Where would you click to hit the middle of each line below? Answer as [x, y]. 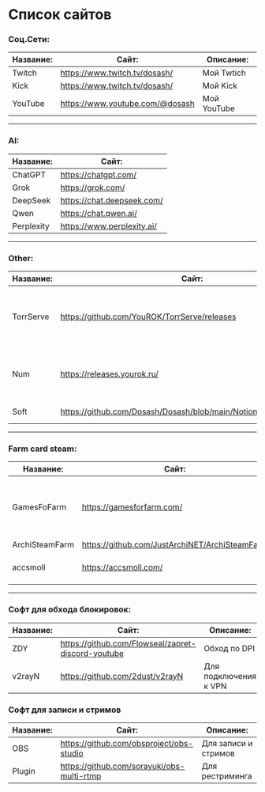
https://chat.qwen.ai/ [99, 213]
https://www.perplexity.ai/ [109, 225]
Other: [21, 258]
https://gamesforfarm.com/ [132, 507]
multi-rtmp [81, 775]
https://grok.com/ [93, 188]
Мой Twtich [224, 73]
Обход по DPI [230, 648]
